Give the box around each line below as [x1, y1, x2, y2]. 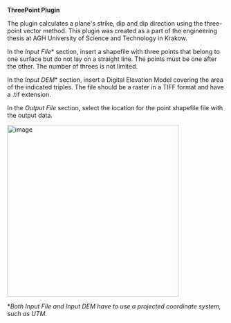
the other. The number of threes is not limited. [7, 62, 138, 70]
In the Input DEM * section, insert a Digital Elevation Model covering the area [7, 76, 223, 84]
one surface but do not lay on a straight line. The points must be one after [7, 55, 217, 63]
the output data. [7, 111, 53, 119]
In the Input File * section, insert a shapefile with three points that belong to [7, 48, 220, 55]
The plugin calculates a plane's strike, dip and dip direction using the [7, 19, 203, 27]
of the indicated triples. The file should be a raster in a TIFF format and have [7, 83, 224, 91]
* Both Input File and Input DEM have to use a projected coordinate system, [7, 302, 221, 311]
